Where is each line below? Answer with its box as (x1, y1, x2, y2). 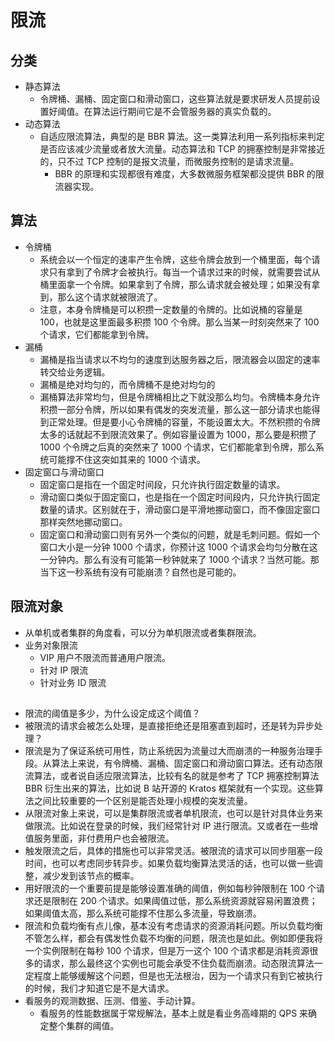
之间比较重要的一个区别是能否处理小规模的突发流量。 (33, 795, 253, 807)
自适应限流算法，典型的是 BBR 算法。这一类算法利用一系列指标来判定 (39, 131, 325, 142)
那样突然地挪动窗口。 (39, 516, 128, 528)
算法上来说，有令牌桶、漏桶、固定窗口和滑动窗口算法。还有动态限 (51, 757, 323, 770)
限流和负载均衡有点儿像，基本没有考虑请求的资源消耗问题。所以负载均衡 (24, 920, 323, 932)
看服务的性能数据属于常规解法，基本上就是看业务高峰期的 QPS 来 (39, 1007, 309, 1020)
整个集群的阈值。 (48, 1020, 120, 1032)
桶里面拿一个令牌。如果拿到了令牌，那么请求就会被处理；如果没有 (39, 278, 312, 290)
